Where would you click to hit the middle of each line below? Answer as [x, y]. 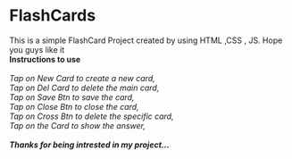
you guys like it [37, 49]
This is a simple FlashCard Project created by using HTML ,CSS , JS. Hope [146, 40]
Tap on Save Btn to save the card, [72, 97]
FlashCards [53, 16]
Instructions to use [45, 59]
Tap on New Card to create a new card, [83, 78]
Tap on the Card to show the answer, [77, 125]
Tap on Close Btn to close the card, [75, 106]
